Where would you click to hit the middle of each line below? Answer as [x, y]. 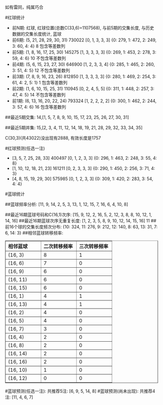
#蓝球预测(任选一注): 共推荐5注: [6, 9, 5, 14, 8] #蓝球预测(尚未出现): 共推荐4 [80, 391]
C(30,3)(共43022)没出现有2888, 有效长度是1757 [53, 138]
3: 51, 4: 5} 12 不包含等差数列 [41, 70]
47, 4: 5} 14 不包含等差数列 [39, 95]
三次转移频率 [94, 246]
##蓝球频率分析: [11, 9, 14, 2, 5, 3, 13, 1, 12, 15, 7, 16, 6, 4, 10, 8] [67, 204]
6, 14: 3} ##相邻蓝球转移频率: [34, 233]
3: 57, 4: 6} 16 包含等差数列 [39, 107]
